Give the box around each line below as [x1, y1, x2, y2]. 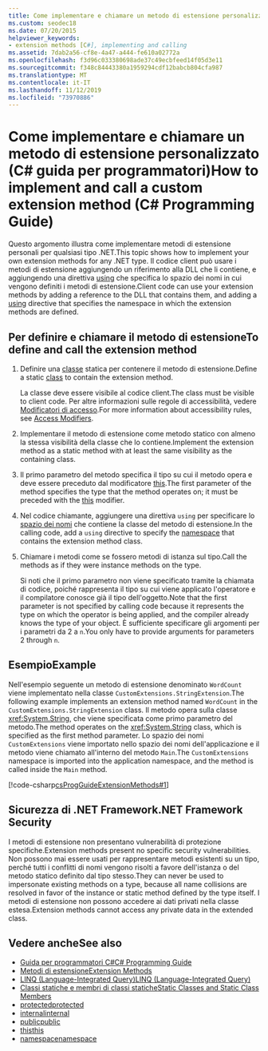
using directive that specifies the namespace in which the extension [8, 299, 232, 309]
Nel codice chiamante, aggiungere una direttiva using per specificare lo [19, 511, 255, 520]
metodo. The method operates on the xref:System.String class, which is [8, 722, 242, 731]
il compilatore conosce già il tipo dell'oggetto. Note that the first [19, 593, 227, 602]
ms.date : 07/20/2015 [8, 26, 77, 34]
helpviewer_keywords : [8, 34, 81, 42]
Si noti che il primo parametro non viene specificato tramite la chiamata [19, 576, 254, 585]
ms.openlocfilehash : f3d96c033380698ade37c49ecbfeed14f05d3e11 [8, 57, 223, 65]
